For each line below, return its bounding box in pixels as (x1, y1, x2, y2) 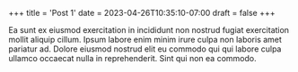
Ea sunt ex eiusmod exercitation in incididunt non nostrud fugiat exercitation (8, 25, 289, 35)
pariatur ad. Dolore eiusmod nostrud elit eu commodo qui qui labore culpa (8, 44, 282, 54)
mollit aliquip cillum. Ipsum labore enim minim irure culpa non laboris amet (8, 35, 282, 44)
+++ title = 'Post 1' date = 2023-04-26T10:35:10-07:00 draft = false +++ (8, 8, 276, 18)
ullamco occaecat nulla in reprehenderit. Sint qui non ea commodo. (8, 53, 257, 63)
